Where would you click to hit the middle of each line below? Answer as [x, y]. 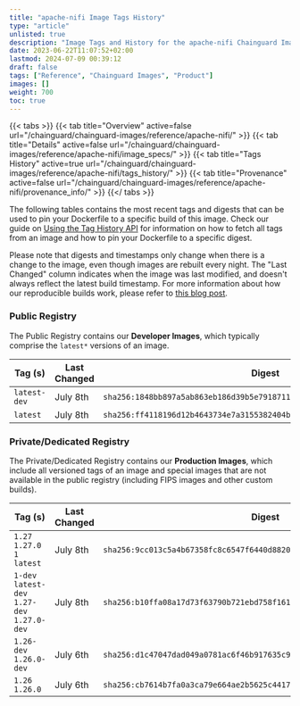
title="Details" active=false [58, 145]
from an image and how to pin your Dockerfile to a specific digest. [131, 238]
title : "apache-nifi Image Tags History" [87, 17]
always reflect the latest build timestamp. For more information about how [145, 284]
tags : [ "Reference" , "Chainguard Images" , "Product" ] [112, 76]
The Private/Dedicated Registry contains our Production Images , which [141, 461]
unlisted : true [37, 34]
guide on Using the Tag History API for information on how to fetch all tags [146, 228]
